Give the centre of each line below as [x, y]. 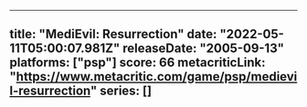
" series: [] [121, 91]
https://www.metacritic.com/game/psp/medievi [157, 77]
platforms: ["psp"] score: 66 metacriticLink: [138, 63]
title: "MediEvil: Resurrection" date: [113, 34]
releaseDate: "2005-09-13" [203, 49]
